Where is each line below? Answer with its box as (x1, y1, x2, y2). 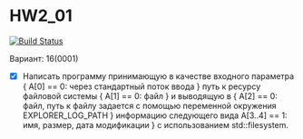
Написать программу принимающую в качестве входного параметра (22, 70, 295, 82)
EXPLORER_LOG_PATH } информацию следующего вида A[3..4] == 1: (22, 110, 288, 121)
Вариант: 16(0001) (9, 53, 79, 64)
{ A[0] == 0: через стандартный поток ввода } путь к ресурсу (22, 81, 261, 92)
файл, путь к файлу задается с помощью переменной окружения (22, 101, 277, 111)
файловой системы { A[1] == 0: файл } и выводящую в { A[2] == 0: (22, 91, 279, 101)
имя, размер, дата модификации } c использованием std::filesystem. (22, 120, 288, 130)
